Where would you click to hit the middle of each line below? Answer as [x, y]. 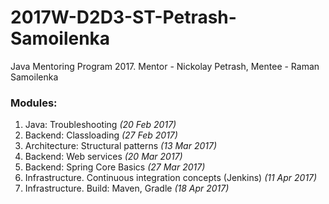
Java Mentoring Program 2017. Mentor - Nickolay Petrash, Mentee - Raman [165, 66]
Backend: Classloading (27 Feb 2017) [101, 135]
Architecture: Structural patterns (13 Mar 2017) [121, 146]
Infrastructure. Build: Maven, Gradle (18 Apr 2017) [127, 188]
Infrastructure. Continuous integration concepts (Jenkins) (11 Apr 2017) [171, 178]
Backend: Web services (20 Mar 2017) [103, 157]
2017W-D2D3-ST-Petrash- [123, 17]
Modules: [34, 103]
